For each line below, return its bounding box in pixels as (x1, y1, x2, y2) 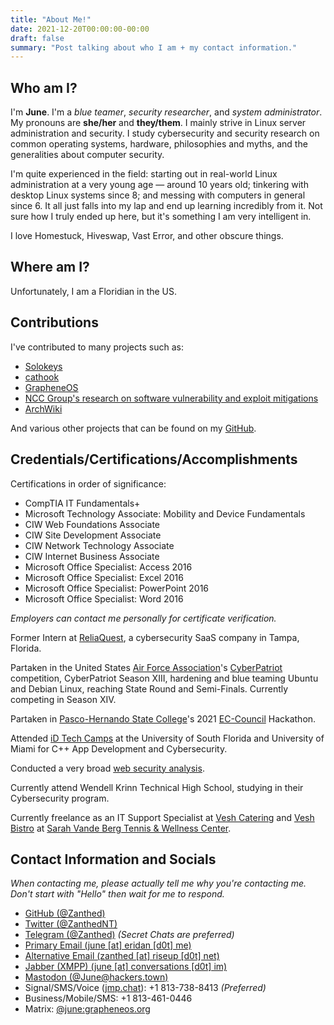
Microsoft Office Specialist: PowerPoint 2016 (24, 582, 210, 594)
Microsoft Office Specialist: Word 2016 (24, 592, 184, 605)
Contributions (10, 314, 99, 331)
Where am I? (10, 259, 90, 276)
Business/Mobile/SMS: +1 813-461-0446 (24, 992, 193, 1005)
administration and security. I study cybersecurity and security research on (10, 127, 320, 140)
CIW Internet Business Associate (24, 550, 160, 562)
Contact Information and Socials (10, 851, 217, 868)
